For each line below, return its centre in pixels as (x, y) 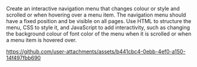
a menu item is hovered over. (42, 40)
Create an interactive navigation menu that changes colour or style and (93, 9)
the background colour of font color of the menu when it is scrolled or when (99, 34)
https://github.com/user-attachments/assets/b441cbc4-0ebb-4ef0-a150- (96, 52)
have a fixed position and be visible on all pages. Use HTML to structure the (99, 21)
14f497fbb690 (23, 58)
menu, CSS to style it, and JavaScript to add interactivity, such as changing (98, 27)
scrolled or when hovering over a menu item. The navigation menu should (96, 15)
